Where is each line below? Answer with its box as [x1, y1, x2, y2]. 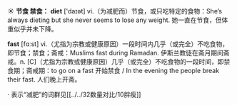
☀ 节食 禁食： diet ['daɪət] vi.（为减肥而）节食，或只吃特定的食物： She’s [7, 7, 223, 15]
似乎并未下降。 [13, 25, 58, 33]
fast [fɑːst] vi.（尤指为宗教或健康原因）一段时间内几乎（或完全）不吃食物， [7, 40, 229, 48]
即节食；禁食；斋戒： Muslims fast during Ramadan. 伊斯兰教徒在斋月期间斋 [7, 49, 230, 57]
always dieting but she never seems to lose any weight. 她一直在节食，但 [7, 16, 222, 24]
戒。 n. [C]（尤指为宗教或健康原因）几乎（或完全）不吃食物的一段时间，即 [7, 57, 224, 66]
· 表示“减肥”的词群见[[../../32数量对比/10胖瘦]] [7, 90, 141, 99]
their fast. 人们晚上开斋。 [7, 75, 81, 84]
